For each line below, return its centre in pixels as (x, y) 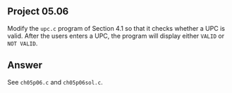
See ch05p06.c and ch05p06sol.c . (55, 82)
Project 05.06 (38, 12)
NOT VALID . (23, 43)
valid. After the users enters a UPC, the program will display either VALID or (116, 36)
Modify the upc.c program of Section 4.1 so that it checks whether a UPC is (116, 28)
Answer (25, 65)
